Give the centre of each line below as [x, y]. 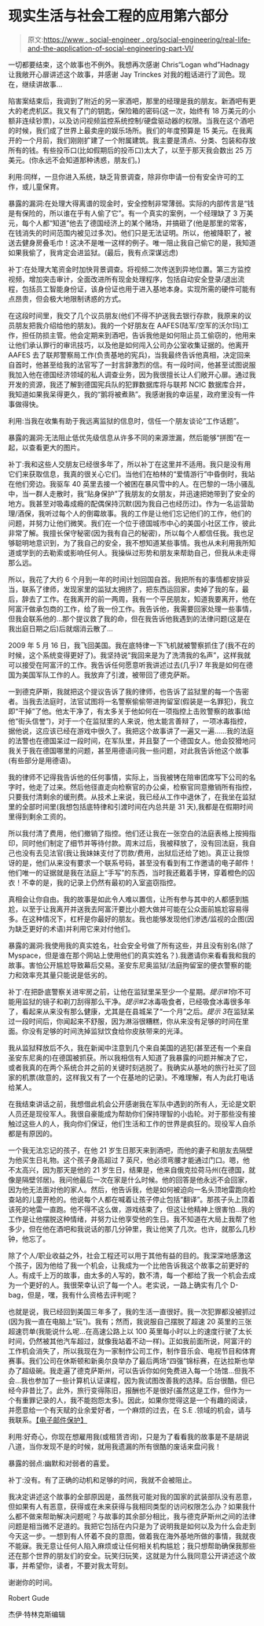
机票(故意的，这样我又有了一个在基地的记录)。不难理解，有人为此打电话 [138, 1077]
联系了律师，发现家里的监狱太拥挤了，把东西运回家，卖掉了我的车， [132, 589]
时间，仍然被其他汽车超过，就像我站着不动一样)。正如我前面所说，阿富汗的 [130, 1341]
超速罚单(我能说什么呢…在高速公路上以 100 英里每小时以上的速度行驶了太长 [130, 1331]
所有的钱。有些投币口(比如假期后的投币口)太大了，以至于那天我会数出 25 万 [130, 150]
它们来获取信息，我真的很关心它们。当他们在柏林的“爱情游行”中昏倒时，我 [128, 474]
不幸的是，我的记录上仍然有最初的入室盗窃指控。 [101, 882]
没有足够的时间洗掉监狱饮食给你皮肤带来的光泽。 [108, 1031]
